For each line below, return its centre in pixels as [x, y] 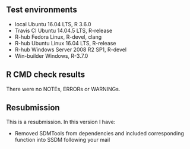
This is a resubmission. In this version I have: [61, 122]
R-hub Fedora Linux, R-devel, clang [58, 37]
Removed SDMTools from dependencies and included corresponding [99, 134]
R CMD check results [46, 75]
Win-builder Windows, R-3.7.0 [51, 55]
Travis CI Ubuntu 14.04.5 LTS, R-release [64, 30]
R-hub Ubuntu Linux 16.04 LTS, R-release [65, 43]
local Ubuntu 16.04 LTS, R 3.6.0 [53, 24]
